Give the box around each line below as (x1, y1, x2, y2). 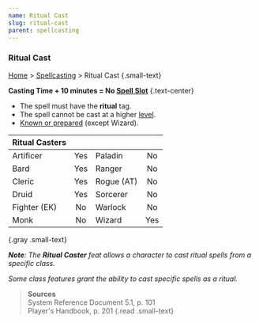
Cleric (12, 176, 35, 187)
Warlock (95, 201, 126, 212)
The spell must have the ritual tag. (19, 101, 132, 111)
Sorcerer (95, 188, 128, 199)
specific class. (8, 258, 55, 268)
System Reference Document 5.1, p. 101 (27, 298, 156, 307)
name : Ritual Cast (8, 11, 69, 20)
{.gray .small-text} (8, 234, 67, 244)
